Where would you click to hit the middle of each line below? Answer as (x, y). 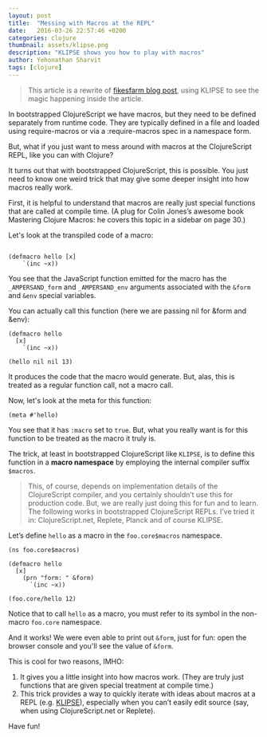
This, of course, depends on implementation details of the (123, 486)
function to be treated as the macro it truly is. (82, 438)
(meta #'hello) (33, 415)
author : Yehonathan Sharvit (55, 61)
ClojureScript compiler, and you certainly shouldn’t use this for (130, 494)
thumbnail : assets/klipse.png (59, 45)
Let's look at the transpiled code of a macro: (81, 235)
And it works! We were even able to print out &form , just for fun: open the (128, 637)
